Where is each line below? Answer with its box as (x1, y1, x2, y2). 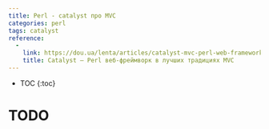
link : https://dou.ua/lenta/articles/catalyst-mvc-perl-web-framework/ (22, 49, 267, 57)
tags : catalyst (8, 26, 59, 34)
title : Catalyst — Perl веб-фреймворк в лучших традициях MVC (22, 57, 235, 65)
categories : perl (8, 19, 66, 27)
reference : (8, 34, 45, 42)
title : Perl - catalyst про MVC (8, 11, 116, 20)
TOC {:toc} (19, 78, 56, 88)
